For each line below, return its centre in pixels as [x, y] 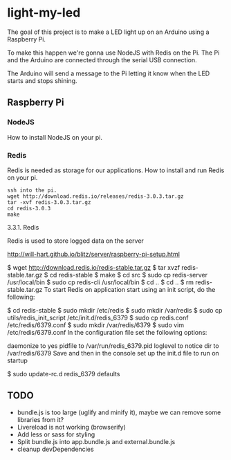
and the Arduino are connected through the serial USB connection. [102, 59]
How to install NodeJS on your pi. [55, 137]
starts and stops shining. [42, 80]
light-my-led [44, 13]
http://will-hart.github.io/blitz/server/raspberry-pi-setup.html [93, 254]
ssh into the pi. [32, 190]
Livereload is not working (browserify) [72, 427]
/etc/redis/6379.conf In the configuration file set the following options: [107, 332]
